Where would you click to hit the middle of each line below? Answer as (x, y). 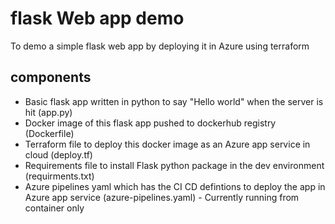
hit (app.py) (48, 112)
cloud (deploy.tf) (58, 154)
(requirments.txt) (59, 176)
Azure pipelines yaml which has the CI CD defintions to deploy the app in (175, 186)
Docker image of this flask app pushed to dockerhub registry (150, 123)
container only (54, 208)
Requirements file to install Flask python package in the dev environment (174, 165)
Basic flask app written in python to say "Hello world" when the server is (174, 101)
